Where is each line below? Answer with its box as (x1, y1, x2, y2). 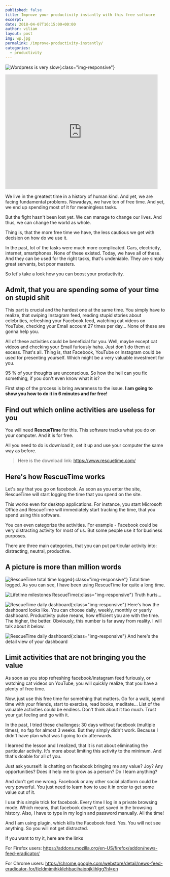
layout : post (5, 31, 33, 36)
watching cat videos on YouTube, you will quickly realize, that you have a (5, 680, 158, 686)
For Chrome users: (5, 860, 45, 866)
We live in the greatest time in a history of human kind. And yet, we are (5, 193, 153, 199)
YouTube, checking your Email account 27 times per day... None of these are (5, 323, 165, 329)
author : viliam (5, 27, 38, 32)
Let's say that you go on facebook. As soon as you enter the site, (5, 485, 141, 492)
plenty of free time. (5, 685, 46, 691)
